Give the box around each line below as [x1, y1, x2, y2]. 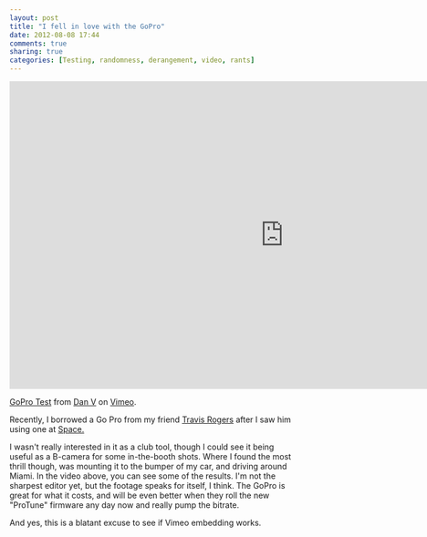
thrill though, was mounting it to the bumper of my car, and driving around [9, 461, 287, 471]
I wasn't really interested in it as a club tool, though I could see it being [9, 441, 275, 452]
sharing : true [9, 47, 64, 57]
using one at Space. [9, 424, 85, 434]
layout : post [9, 13, 59, 23]
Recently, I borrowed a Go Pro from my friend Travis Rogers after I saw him [9, 414, 292, 425]
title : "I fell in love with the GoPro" [9, 22, 166, 31]
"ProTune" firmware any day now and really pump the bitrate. [9, 500, 240, 511]
